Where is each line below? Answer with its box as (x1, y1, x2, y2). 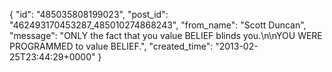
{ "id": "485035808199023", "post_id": (9, 9, 169, 20)
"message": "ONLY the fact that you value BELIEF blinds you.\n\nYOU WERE (9, 30, 323, 41)
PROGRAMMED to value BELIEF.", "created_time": (9, 40, 214, 52)
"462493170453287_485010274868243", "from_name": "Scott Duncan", (9, 19, 307, 31)
